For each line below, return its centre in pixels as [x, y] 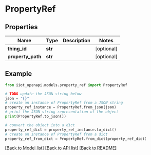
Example [19, 74]
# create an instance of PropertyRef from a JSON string [64, 103]
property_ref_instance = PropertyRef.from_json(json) [61, 107]
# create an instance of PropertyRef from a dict [57, 134]
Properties [21, 27]
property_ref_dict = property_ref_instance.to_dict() [61, 130]
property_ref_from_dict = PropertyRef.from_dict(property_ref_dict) [76, 139]
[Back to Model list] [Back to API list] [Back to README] [61, 148]
